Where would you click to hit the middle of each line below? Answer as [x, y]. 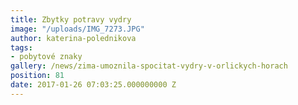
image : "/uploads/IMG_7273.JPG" [77, 29]
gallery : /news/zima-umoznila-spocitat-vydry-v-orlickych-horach [149, 66]
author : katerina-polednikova [73, 38]
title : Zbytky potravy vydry [71, 19]
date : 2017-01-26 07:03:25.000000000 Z [93, 85]
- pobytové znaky [46, 57]
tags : [21, 47]
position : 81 [37, 76]
